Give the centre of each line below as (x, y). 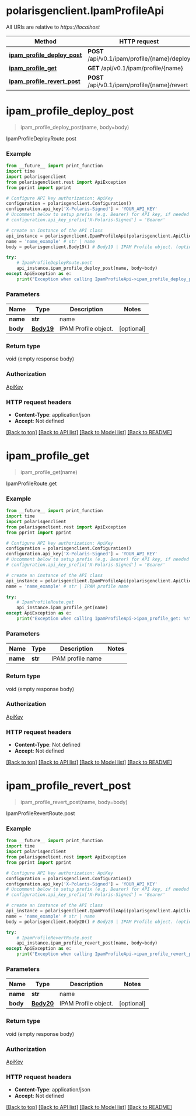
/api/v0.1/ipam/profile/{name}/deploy (139, 59)
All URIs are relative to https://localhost (53, 27)
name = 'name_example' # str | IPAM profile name (68, 586)
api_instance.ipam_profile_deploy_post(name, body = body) (87, 268)
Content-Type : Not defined (47, 745)
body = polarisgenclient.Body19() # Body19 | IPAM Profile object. (90, 247)
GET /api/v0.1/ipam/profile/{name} (135, 68)
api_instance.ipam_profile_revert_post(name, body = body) (87, 943)
